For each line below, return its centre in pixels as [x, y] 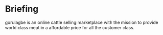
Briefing [22, 9]
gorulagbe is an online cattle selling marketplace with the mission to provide [81, 22]
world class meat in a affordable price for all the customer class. [70, 27]
